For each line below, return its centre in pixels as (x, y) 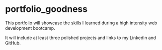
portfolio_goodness (46, 9)
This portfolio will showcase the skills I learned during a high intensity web (81, 23)
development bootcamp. (30, 28)
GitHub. (13, 43)
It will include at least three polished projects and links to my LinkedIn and (81, 38)
